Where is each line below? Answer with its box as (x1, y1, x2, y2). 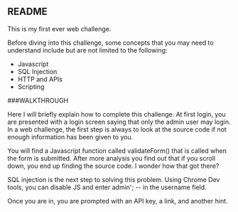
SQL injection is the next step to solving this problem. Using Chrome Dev (7, 175, 220, 184)
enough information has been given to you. (7, 132, 134, 141)
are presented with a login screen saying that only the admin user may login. (7, 117, 231, 126)
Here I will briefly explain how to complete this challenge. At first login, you (7, 110, 226, 118)
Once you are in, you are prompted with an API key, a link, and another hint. (7, 196, 229, 205)
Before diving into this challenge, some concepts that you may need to (7, 38, 215, 47)
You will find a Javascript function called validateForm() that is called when (7, 146, 227, 155)
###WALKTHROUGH (7, 96, 69, 105)
